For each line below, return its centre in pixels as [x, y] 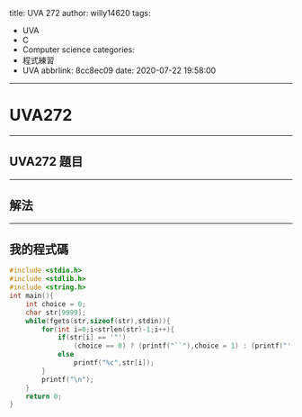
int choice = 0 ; [56, 304]
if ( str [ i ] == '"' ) [92, 338]
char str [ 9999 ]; [56, 313]
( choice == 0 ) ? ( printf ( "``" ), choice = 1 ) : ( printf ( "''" [186, 346]
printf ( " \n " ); [68, 379]
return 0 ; [44, 396]
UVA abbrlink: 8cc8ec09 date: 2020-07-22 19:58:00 [119, 70]
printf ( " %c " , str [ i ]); [114, 363]
